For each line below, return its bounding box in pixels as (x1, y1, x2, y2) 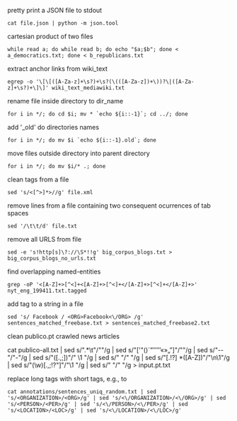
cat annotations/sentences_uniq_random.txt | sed (7, 388, 157, 395)
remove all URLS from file (7, 235, 82, 243)
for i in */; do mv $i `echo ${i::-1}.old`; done (7, 137, 157, 144)
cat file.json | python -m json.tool (7, 20, 119, 27)
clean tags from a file (7, 175, 69, 184)
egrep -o (7, 78, 33, 85)
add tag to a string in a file (7, 300, 83, 308)
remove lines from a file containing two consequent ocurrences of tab (7, 201, 211, 210)
